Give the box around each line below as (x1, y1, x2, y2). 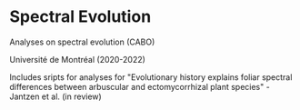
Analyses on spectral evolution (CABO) (9, 36, 155, 47)
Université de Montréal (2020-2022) (9, 54, 145, 65)
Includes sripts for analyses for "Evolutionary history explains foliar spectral (9, 71, 293, 83)
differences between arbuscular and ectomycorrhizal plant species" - (9, 81, 270, 92)
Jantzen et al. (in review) (9, 91, 102, 102)
